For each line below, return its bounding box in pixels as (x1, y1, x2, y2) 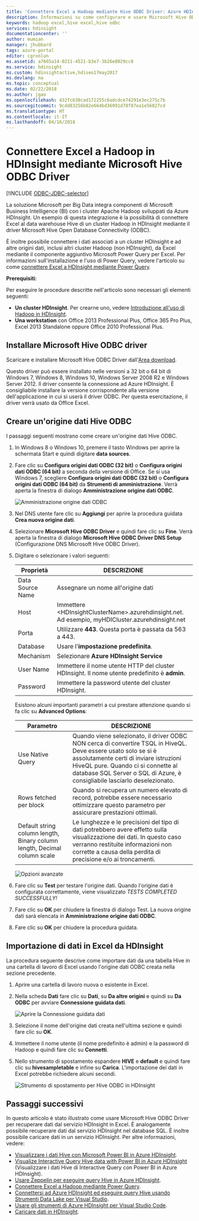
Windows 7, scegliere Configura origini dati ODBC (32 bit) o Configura (14, 474, 189, 482)
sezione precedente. (6, 970, 56, 977)
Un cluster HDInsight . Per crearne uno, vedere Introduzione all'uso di (14, 304, 185, 311)
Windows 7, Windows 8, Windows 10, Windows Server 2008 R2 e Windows (6, 374, 190, 381)
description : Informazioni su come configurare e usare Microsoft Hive (6, 14, 187, 20)
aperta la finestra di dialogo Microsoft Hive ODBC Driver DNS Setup (14, 534, 182, 541)
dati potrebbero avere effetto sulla (72, 825, 167, 833)
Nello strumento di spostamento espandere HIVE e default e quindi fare (14, 1058, 191, 1065)
